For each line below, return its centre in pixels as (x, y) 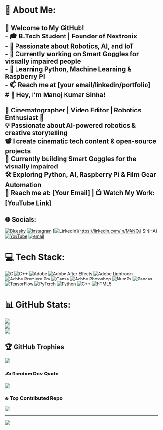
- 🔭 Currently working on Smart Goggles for (72, 54)
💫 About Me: (31, 10)
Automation (23, 185)
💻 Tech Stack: (35, 257)
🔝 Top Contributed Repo (34, 398)
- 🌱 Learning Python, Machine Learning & (68, 69)
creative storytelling (36, 133)
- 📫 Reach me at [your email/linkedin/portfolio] (78, 85)
